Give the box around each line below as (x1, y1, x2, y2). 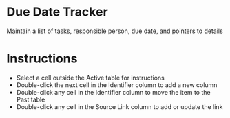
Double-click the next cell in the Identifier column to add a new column (16, 80, 218, 89)
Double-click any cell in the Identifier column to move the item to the (16, 88, 211, 96)
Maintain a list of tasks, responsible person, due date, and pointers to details (6, 27, 223, 35)
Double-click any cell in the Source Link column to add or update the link (16, 102, 223, 110)
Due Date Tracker (6, 4, 108, 20)
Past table (16, 95, 45, 104)
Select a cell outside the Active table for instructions (16, 73, 165, 82)
